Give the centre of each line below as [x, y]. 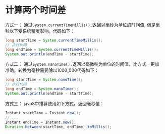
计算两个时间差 [36, 10]
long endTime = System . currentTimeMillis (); [52, 49]
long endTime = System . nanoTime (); [42, 89]
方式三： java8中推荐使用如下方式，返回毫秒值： [55, 103]
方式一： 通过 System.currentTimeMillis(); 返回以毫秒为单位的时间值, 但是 [81, 25]
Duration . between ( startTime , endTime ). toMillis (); [58, 127]
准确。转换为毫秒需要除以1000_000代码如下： [52, 70]
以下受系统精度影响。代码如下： [42, 31]
